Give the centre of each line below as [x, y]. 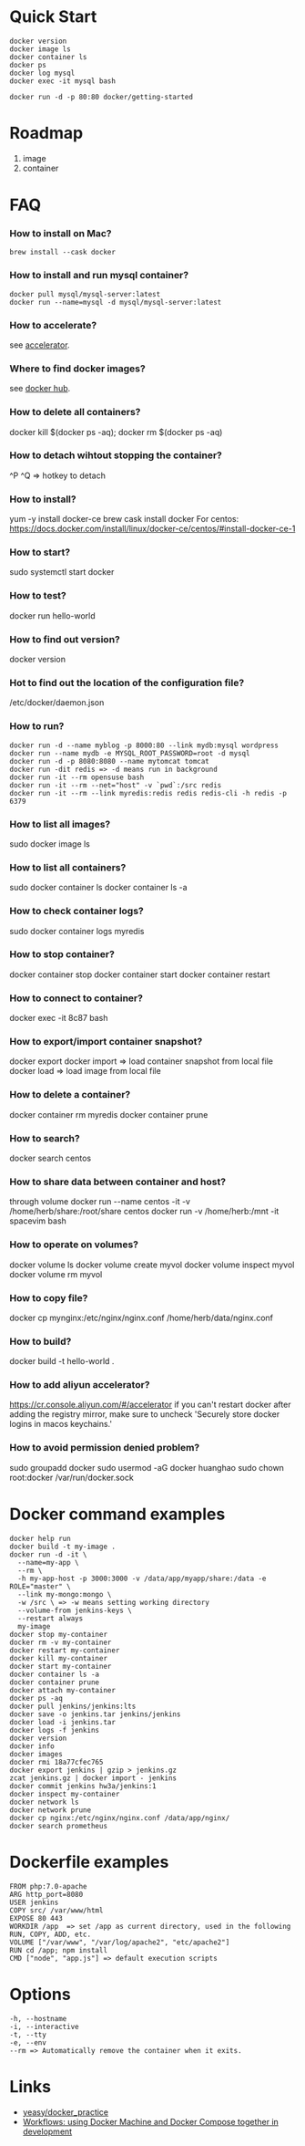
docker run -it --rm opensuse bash [77, 777]
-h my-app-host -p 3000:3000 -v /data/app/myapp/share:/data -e [142, 1578]
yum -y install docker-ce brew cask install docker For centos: [124, 519]
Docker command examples [117, 1514]
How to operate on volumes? [74, 1245]
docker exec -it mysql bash [63, 81]
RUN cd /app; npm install [58, 1950]
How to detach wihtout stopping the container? [116, 455]
